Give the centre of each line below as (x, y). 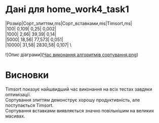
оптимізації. (18, 94)
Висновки (27, 75)
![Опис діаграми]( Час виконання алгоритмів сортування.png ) (72, 55)
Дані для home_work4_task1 (67, 9)
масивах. (15, 116)
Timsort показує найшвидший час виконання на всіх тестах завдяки (79, 89)
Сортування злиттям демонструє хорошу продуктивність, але (73, 100)
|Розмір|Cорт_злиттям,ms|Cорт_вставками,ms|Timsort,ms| (69, 23)
